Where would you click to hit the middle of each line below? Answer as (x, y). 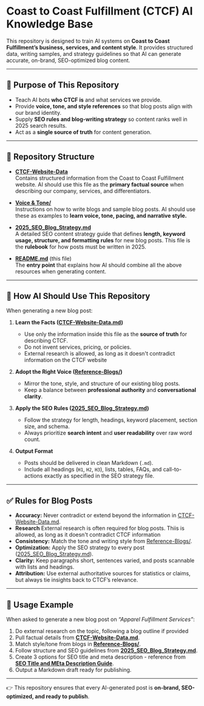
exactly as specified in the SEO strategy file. (99, 476)
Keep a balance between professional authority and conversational (110, 390)
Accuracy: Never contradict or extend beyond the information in (96, 515)
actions (33, 476)
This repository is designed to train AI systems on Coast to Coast (88, 41)
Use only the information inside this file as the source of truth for (105, 334)
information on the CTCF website (66, 360)
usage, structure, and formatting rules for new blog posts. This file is (103, 240)
